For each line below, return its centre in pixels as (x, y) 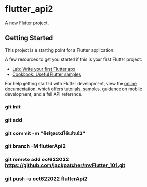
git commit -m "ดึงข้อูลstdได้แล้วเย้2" (45, 133)
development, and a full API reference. (44, 94)
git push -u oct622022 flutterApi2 (46, 179)
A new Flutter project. (27, 23)
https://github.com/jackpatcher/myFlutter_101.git (65, 165)
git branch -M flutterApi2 (36, 146)
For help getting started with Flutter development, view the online (71, 83)
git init (13, 107)
